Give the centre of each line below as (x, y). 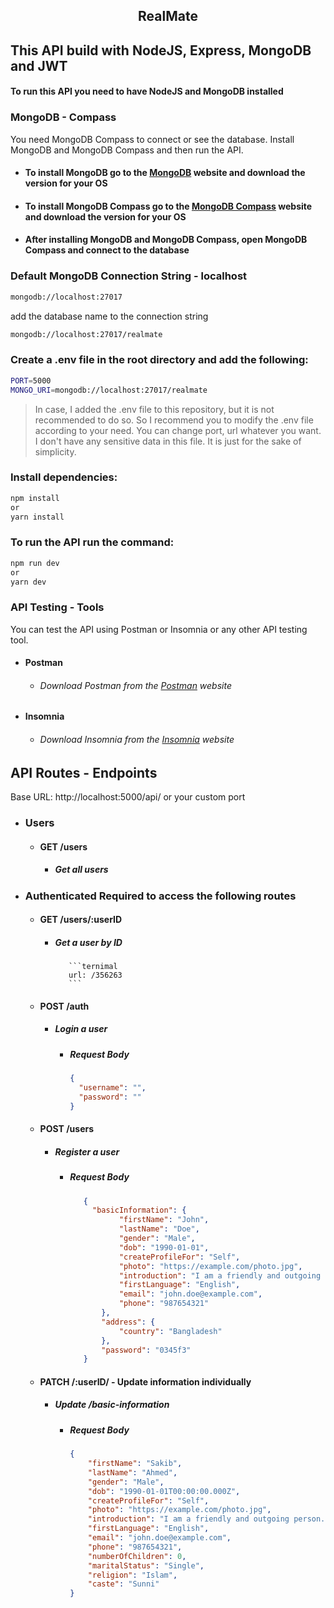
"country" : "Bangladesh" (170, 1331)
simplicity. (55, 451)
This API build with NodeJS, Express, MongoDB (161, 50)
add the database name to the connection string (109, 316)
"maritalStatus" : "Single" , (146, 1565)
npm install (35, 498)
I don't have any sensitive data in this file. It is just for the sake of (168, 441)
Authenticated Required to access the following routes (160, 896)
